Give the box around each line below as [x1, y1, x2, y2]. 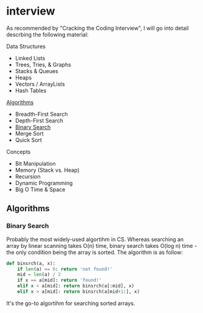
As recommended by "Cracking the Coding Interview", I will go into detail [6, 24, 189, 32]
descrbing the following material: [6, 30, 89, 38]
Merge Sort [15, 130, 44, 137]
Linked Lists [15, 54, 46, 62]
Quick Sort [15, 136, 43, 144]
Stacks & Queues [15, 67, 59, 74]
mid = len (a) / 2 [17, 272, 61, 278]
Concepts [6, 148, 31, 155]
